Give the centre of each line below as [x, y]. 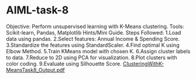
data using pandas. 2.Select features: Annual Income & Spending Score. [93, 39]
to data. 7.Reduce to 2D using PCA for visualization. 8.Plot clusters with [92, 57]
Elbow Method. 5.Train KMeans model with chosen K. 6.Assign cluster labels [98, 51]
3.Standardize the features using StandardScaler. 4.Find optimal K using [93, 45]
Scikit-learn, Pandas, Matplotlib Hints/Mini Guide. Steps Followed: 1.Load [94, 32]
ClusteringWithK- [143, 63]
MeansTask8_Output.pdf [36, 70]
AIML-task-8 [37, 10]
